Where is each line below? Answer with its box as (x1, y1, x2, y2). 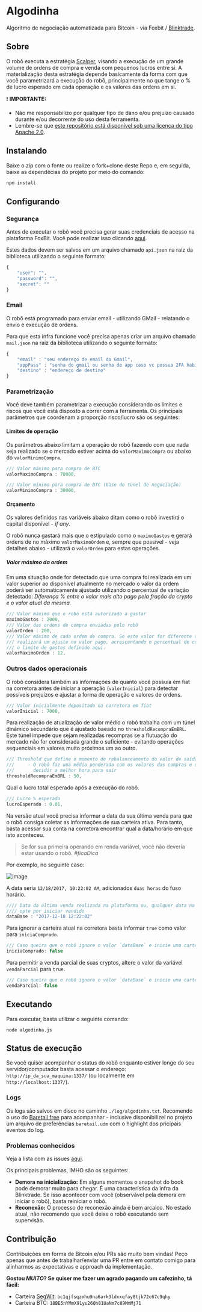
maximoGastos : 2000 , (6, 617, 61, 623)
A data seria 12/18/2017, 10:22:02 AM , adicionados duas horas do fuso (6, 884, 182, 892)
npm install (6, 179, 36, 186)
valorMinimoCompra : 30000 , (6, 488, 77, 494)
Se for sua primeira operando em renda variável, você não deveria (20, 843, 185, 850)
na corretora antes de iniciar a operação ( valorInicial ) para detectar (6, 685, 179, 692)
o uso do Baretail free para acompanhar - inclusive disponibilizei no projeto (6, 1113, 192, 1121)
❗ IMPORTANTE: (6, 95, 47, 102)
